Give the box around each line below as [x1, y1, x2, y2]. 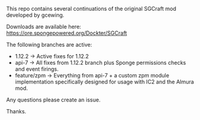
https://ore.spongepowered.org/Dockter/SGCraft [6, 29, 128, 37]
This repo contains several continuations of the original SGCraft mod [6, 5, 177, 12]
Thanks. [6, 108, 27, 115]
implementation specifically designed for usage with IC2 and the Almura [14, 78, 195, 85]
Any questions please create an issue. [6, 96, 101, 103]
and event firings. [14, 65, 59, 73]
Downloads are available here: [6, 23, 81, 30]
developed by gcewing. [6, 11, 64, 19]
